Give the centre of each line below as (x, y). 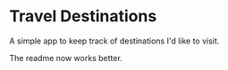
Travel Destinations (83, 16)
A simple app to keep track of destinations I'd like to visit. (114, 41)
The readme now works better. (66, 58)
